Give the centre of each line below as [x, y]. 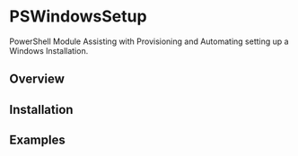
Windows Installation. [49, 50]
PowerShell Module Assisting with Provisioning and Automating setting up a [149, 41]
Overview [37, 79]
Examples [37, 140]
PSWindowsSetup [78, 17]
